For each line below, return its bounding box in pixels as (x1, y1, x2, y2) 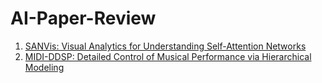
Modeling (24, 61, 65, 73)
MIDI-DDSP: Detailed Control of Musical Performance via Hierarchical (24, 50, 312, 62)
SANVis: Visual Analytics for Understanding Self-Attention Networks (24, 40, 307, 52)
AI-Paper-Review (10, 7, 157, 30)
